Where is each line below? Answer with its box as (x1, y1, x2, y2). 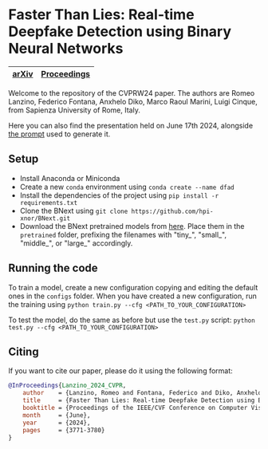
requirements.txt (19, 199, 78, 207)
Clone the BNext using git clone (19, 206, 128, 215)
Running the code (8, 262, 98, 275)
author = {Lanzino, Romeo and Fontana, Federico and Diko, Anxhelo (22, 389, 262, 397)
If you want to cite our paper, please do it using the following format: (8, 366, 233, 376)
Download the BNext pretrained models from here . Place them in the (19, 221, 245, 230)
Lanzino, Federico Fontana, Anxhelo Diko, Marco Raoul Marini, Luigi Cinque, (8, 96, 258, 106)
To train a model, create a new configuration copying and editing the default (8, 282, 258, 292)
